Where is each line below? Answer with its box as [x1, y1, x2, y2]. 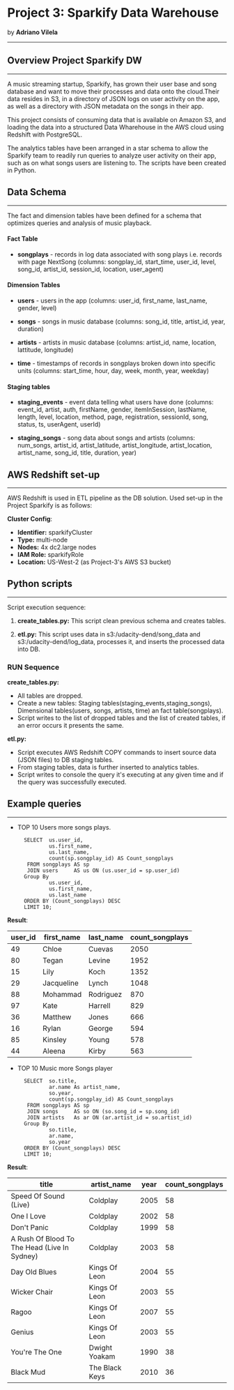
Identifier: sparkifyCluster [17, 528, 93, 536]
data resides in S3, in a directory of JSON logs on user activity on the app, [7, 94, 220, 102]
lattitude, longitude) [17, 345, 74, 353]
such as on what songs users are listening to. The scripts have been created [7, 158, 226, 167]
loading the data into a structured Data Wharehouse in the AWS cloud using [7, 123, 224, 131]
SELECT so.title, [24, 1077, 77, 1085]
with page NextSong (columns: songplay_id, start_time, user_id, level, [17, 257, 217, 266]
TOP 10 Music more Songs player [17, 1064, 114, 1072]
